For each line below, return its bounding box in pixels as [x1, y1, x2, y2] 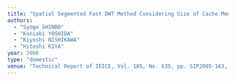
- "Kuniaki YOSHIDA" [13, 30, 74, 37]
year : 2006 [7, 50, 39, 57]
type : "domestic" [7, 56, 58, 63]
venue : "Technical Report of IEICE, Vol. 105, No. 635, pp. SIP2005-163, [7, 63, 228, 70]
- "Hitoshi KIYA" [13, 43, 65, 50]
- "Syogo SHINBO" [13, 23, 65, 30]
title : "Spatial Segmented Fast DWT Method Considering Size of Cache [7, 10, 218, 18]
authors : [7, 17, 33, 24]
